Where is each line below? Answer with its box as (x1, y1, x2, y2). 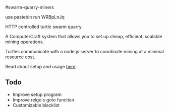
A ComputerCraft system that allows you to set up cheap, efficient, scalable (5, 34, 162, 39)
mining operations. (5, 39, 44, 45)
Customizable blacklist (12, 102, 60, 108)
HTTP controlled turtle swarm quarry (5, 24, 82, 30)
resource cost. (5, 54, 35, 60)
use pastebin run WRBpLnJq (5, 14, 65, 20)
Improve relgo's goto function (12, 96, 75, 102)
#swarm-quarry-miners (5, 5, 54, 10)
